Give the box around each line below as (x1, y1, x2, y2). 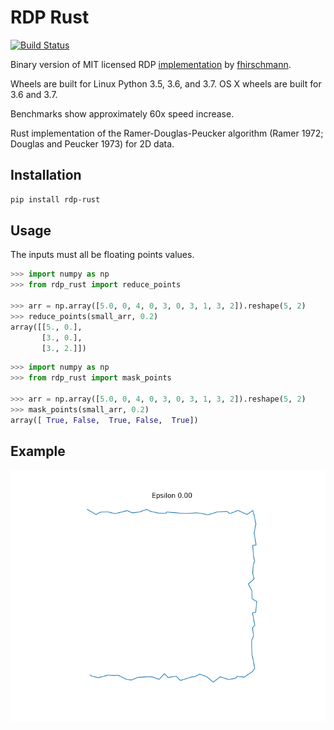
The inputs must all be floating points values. (10, 249, 195, 261)
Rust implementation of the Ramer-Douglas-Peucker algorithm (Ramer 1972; (10, 127, 324, 139)
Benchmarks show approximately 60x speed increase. (10, 107, 235, 120)
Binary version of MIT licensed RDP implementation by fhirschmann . (10, 58, 292, 70)
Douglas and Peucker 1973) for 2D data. (10, 137, 175, 150)
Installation (10, 167, 82, 184)
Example (10, 443, 66, 460)
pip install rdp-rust (10, 194, 101, 205)
